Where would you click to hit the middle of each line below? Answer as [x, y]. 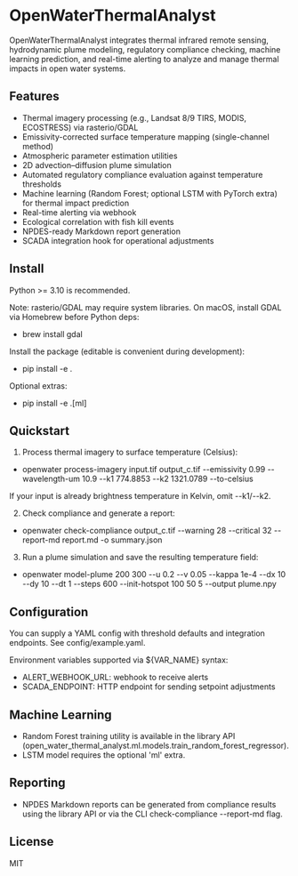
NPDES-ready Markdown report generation [101, 231]
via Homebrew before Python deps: [74, 317]
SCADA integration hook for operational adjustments [118, 240]
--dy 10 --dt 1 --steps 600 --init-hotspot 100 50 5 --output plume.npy [149, 584]
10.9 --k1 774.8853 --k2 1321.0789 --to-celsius [167, 479]
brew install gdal [52, 334]
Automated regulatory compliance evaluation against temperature [142, 174]
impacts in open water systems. [68, 68]
